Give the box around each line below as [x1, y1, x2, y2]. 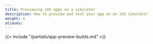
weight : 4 [5, 16, 25, 21]
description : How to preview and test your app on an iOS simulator [5, 12, 148, 16]
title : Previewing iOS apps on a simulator [5, 7, 96, 12]
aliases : [5, 20, 23, 26]
